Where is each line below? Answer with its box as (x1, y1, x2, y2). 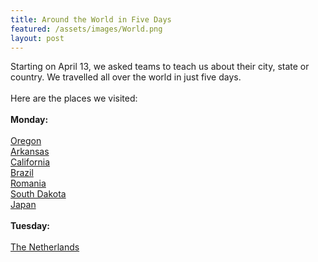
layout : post (10, 33, 65, 43)
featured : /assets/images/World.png (10, 24, 163, 34)
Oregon (10, 135, 42, 147)
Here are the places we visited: (10, 92, 138, 105)
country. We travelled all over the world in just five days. (10, 71, 242, 83)
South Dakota (10, 188, 67, 200)
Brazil (10, 167, 34, 179)
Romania (10, 177, 47, 190)
